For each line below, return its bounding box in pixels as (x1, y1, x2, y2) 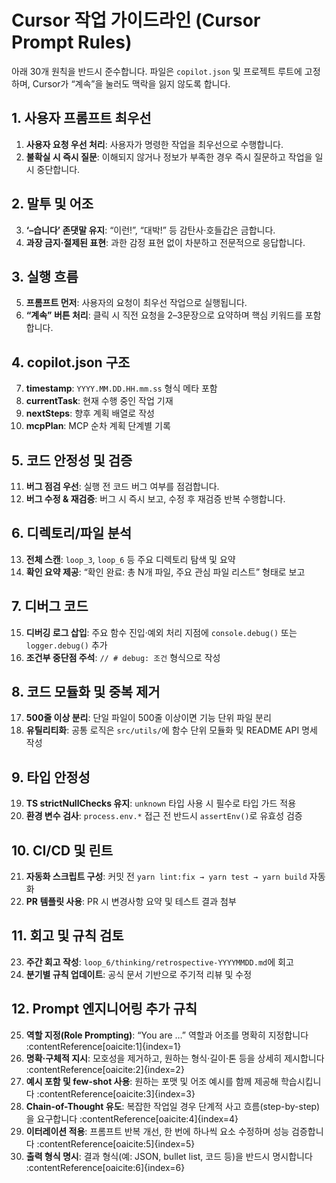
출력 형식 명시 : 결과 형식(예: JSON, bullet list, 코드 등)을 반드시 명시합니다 (25, 1150, 313, 1162)
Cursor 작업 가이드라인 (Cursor (11, 9, 261, 32)
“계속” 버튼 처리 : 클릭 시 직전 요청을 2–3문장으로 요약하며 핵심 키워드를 (25, 309, 303, 321)
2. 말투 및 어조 (11, 196, 94, 213)
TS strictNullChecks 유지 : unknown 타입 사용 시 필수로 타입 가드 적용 (25, 797, 297, 810)
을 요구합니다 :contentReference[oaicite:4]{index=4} (25, 1112, 239, 1125)
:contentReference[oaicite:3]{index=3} (36, 1087, 196, 1100)
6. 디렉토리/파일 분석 (11, 525, 133, 542)
